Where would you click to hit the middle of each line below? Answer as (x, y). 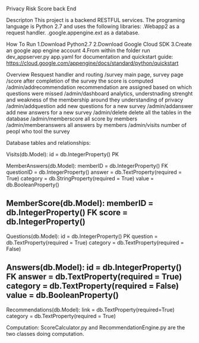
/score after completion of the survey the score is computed (80, 81)
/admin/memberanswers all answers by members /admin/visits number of (97, 125)
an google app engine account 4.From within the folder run (78, 50)
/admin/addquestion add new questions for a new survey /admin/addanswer (100, 106)
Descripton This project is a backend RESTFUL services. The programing (96, 20)
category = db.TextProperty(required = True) (61, 316)
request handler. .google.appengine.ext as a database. (73, 33)
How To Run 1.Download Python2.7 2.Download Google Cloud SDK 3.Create (99, 44)
